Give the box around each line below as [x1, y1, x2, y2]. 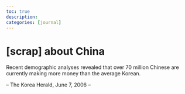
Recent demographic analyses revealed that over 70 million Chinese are [6, 64, 180, 71]
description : [6, 14, 38, 20]
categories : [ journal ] [6, 19, 61, 25]
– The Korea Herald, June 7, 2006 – [6, 81, 91, 88]
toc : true [6, 8, 30, 15]
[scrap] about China [6, 44, 105, 58]
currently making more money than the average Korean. [6, 70, 141, 77]
